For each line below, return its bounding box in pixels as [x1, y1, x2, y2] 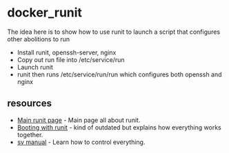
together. [17, 130, 43, 139]
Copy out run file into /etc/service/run [17, 55, 125, 63]
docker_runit [7, 5, 83, 21]
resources [7, 98, 52, 110]
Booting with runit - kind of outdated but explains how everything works [17, 123, 222, 132]
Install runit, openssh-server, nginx [17, 48, 117, 57]
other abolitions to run [7, 34, 70, 43]
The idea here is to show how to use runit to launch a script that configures [7, 28, 221, 36]
